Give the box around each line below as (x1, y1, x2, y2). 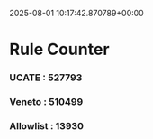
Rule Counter (9, 40, 110, 60)
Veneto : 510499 (9, 96, 84, 108)
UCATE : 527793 (9, 71, 83, 84)
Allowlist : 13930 (9, 119, 84, 132)
